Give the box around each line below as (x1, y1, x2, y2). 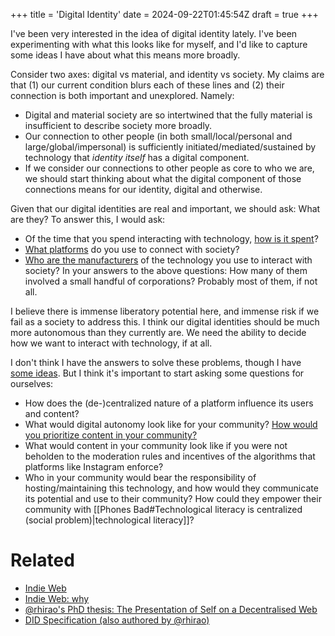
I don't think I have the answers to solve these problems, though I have (10, 357, 302, 368)
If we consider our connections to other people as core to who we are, (24, 162, 315, 174)
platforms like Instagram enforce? (24, 461, 164, 473)
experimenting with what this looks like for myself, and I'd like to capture (10, 39, 308, 50)
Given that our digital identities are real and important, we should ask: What (10, 203, 321, 214)
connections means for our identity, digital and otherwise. (24, 184, 263, 195)
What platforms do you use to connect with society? (24, 244, 240, 255)
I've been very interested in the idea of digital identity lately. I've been (10, 28, 298, 39)
